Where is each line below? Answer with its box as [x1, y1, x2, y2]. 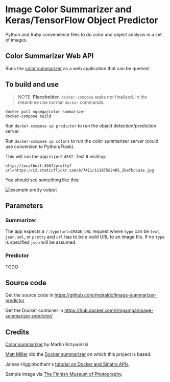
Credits [5, 328, 30, 336]
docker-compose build [5, 114, 52, 119]
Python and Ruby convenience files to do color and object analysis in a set [5, 31, 162, 37]
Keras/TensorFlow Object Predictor [5, 14, 158, 26]
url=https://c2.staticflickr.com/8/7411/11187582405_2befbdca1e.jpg [5, 167, 154, 173]
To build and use [5, 80, 59, 89]
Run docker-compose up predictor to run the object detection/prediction [5, 122, 157, 129]
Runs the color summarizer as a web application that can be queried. [5, 65, 150, 71]
